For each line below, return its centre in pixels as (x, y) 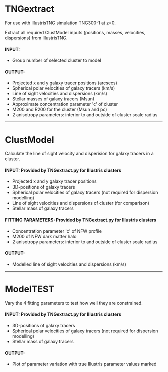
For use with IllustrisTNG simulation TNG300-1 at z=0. (61, 23)
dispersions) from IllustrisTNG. (37, 38)
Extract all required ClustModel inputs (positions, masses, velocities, (75, 32)
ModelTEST (30, 289)
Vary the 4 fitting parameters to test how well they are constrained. (74, 303)
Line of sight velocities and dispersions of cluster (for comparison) (81, 203)
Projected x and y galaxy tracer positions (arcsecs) (65, 83)
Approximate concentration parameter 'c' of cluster (65, 104)
